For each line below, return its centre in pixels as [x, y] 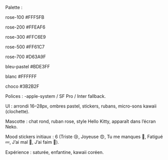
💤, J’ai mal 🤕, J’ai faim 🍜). [32, 142]
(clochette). [17, 111]
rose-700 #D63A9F [26, 57]
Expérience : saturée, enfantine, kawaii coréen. [55, 152]
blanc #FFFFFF [21, 76]
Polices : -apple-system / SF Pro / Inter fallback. [55, 96]
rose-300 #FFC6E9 [25, 37]
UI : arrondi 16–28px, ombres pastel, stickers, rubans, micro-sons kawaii [81, 106]
